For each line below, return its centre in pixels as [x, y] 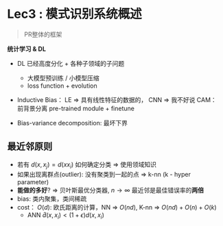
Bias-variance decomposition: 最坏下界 [72, 123]
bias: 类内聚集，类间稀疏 [52, 199]
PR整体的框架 [43, 34]
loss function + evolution [62, 86]
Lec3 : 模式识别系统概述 [74, 14]
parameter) [33, 181]
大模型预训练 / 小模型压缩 [63, 78]
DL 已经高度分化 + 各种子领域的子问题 [71, 63]
